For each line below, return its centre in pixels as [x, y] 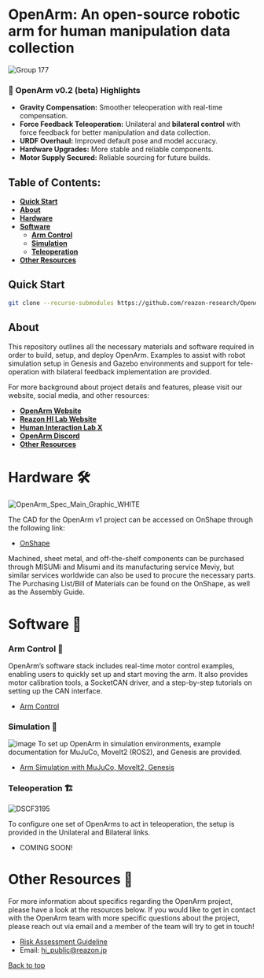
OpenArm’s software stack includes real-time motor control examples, [121, 666]
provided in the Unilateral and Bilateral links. [79, 832]
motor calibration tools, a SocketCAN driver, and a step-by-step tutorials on [130, 682]
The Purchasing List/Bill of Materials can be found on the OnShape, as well [129, 584]
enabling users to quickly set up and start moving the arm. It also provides [128, 674]
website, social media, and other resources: [79, 395]
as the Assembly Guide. [46, 592]
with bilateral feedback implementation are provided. [126, 371]
